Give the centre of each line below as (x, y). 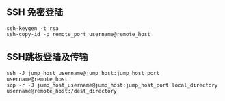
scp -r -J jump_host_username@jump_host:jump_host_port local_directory (112, 85)
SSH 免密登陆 (35, 12)
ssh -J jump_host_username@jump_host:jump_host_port (83, 73)
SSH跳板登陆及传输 (47, 57)
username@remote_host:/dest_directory (62, 91)
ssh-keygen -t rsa (32, 28)
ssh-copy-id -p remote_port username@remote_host (79, 34)
